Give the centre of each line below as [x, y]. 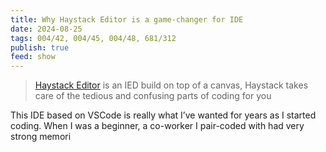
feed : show [33, 57]
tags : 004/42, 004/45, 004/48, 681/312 [93, 38]
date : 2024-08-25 [46, 29]
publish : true [40, 47]
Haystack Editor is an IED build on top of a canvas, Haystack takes [171, 85]
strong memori [41, 137]
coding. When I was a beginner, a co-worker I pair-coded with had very [157, 126]
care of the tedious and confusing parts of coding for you [153, 96]
